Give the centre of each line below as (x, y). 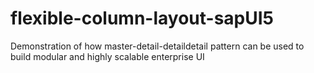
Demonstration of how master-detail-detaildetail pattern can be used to (157, 46)
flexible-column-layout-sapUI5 (142, 18)
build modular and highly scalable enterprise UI (107, 56)
